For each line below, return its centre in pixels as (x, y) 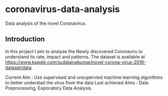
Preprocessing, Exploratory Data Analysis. (49, 88)
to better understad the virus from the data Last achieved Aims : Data (77, 82)
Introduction (25, 39)
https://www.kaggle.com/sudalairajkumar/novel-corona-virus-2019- (75, 62)
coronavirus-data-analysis (63, 9)
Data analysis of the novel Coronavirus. (46, 23)
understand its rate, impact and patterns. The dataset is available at (75, 57)
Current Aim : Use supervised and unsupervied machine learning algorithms (84, 77)
